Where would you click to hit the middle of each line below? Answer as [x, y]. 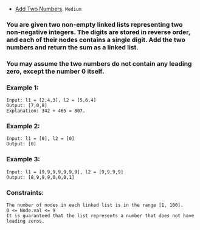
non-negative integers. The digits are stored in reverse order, [98, 32]
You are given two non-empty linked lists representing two [95, 24]
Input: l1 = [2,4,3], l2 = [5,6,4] [51, 100]
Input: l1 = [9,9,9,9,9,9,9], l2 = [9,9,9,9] [65, 172]
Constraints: [25, 192]
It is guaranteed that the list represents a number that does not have [100, 216]
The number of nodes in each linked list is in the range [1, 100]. [95, 205]
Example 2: [23, 126]
